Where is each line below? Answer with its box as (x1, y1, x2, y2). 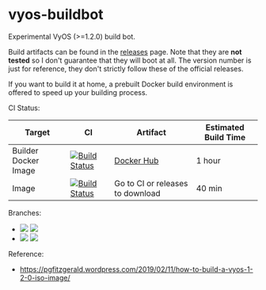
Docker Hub (114, 155, 159, 166)
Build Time (204, 132, 246, 143)
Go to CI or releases (114, 177, 188, 189)
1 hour (196, 155, 221, 166)
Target (25, 127, 50, 138)
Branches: (8, 208, 42, 217)
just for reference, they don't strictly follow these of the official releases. (8, 63, 244, 73)
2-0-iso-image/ (19, 273, 70, 282)
